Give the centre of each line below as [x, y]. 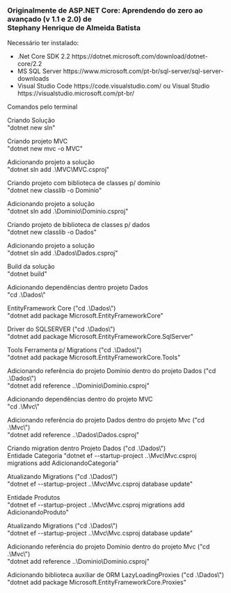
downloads [33, 79]
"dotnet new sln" [31, 128]
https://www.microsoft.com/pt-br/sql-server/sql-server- [143, 71]
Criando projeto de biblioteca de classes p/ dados [79, 225]
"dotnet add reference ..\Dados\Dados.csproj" [73, 435]
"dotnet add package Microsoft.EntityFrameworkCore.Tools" [94, 358]
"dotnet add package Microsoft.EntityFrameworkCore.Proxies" [97, 583]
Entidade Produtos [34, 498]
